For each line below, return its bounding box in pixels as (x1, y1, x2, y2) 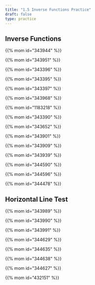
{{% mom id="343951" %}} (5, 57, 61, 63)
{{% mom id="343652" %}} (5, 124, 62, 130)
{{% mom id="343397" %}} (5, 85, 62, 91)
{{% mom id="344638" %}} (5, 256, 62, 261)
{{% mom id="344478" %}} (5, 181, 62, 187)
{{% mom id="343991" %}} (5, 227, 61, 233)
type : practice (5, 16, 36, 21)
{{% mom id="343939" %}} (5, 152, 62, 158)
